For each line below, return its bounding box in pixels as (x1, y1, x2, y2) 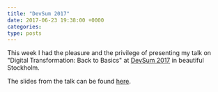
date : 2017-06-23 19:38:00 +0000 (7, 17, 104, 24)
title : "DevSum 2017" (7, 10, 70, 17)
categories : (7, 23, 42, 30)
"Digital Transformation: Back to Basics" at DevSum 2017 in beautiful (7, 56, 204, 65)
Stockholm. (7, 63, 40, 72)
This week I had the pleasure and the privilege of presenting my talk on (7, 49, 211, 57)
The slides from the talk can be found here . (7, 77, 131, 86)
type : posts (7, 29, 42, 37)
